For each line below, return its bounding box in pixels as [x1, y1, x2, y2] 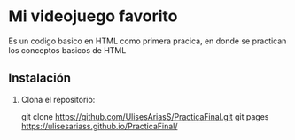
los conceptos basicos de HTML [8, 44, 127, 55]
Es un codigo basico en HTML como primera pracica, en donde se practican [8, 35, 287, 46]
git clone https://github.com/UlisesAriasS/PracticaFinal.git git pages [20, 111, 269, 121]
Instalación [8, 71, 72, 86]
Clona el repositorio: [20, 94, 96, 105]
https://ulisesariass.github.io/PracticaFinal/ [20, 121, 178, 131]
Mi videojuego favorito [8, 6, 178, 27]
